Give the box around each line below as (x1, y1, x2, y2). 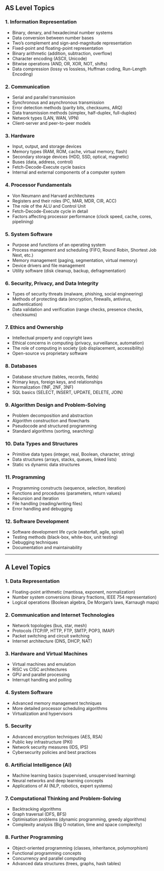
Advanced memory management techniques (12, 700, 102, 706)
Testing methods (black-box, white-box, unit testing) (12, 534, 118, 540)
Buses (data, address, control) (12, 159, 73, 165)
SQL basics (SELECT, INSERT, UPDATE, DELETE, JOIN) (12, 389, 123, 395)
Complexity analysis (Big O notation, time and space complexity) (12, 822, 143, 828)
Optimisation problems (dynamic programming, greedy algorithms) (12, 816, 146, 822)
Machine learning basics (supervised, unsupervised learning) (12, 772, 136, 778)
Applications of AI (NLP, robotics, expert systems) (12, 783, 113, 789)
